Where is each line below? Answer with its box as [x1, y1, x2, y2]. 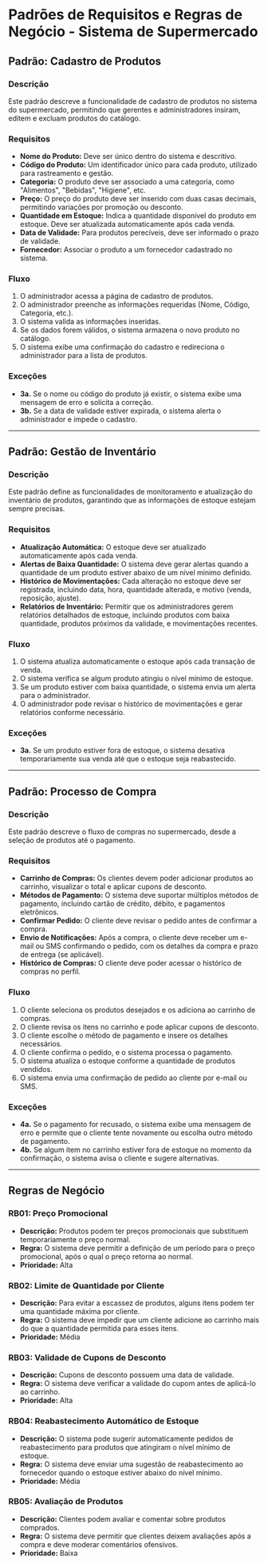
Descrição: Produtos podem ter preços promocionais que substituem [19, 1226, 249, 1236]
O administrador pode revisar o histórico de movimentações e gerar [19, 699, 243, 709]
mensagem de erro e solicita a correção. [19, 397, 154, 407]
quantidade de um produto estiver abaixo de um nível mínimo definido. [19, 567, 253, 577]
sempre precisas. [8, 504, 65, 514]
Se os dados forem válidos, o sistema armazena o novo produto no [19, 325, 241, 335]
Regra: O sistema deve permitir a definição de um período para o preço [19, 1243, 255, 1252]
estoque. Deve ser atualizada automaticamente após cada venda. [19, 220, 235, 229]
